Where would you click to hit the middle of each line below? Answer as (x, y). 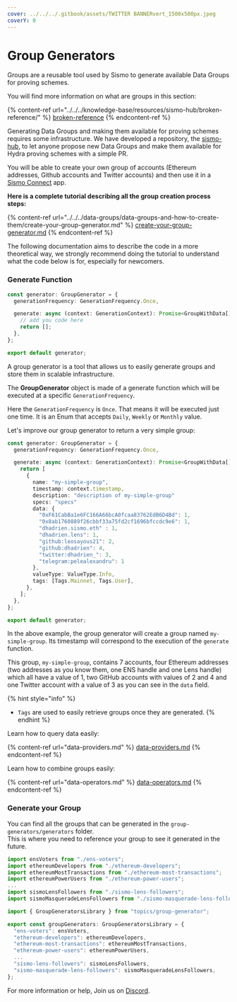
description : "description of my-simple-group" (104, 495)
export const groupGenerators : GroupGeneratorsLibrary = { (96, 924)
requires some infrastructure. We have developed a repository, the (104, 139)
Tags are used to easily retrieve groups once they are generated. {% (116, 712)
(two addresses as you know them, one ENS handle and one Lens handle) (115, 670)
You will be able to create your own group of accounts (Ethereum (102, 168)
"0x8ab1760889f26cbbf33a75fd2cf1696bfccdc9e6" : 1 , (115, 522)
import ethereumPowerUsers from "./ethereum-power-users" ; (96, 879)
